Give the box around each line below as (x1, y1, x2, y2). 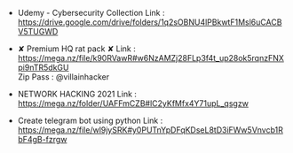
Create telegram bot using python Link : (17, 115, 163, 126)
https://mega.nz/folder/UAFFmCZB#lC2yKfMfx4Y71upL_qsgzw (17, 98, 249, 109)
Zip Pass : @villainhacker (17, 72, 110, 82)
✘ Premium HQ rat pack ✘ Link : (17, 43, 136, 54)
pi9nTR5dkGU (17, 62, 69, 73)
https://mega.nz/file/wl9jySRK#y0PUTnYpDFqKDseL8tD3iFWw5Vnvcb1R (17, 125, 284, 135)
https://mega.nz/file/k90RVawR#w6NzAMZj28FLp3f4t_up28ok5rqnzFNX (17, 53, 284, 63)
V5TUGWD (17, 27, 59, 36)
